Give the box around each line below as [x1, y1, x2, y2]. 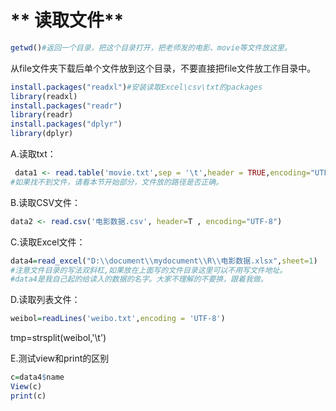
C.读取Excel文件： [10, 236, 86, 248]
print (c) [10, 391, 47, 401]
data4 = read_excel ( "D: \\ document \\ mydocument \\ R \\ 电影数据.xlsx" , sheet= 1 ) [10, 256, 318, 266]
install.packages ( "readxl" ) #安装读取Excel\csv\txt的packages [10, 82, 263, 92]
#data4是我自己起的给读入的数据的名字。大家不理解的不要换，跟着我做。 [10, 274, 268, 285]
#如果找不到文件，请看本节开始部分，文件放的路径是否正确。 [10, 177, 224, 187]
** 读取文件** [10, 9, 125, 32]
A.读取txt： [10, 148, 57, 160]
